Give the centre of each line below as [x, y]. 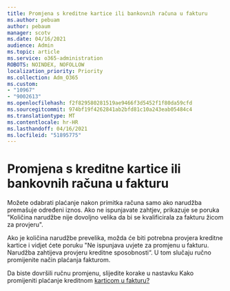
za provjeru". [25, 225]
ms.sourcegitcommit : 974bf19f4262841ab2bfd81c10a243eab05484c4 [100, 109]
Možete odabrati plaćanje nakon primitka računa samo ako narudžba [104, 203]
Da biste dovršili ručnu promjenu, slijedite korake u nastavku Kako [101, 273]
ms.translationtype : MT [41, 116]
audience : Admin [30, 45]
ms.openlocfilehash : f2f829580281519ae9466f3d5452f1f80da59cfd [100, 103]
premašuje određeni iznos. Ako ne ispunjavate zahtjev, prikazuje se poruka [113, 210]
